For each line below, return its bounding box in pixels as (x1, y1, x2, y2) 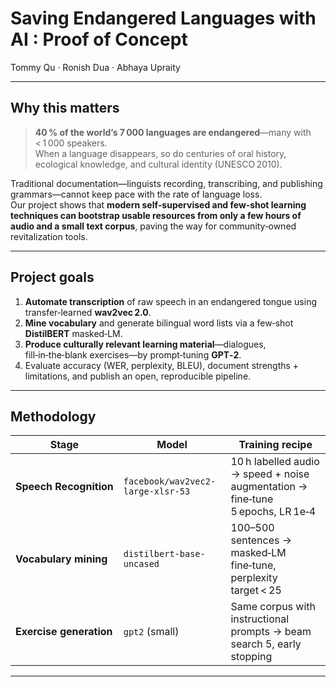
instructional (230, 612, 290, 626)
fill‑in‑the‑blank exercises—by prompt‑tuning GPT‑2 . (24, 348, 242, 361)
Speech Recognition (15, 480, 114, 494)
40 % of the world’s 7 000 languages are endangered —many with (34, 126, 312, 138)
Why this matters (10, 100, 120, 117)
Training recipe (238, 438, 313, 452)
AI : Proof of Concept (10, 28, 188, 51)
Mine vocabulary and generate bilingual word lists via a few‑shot (24, 317, 294, 329)
